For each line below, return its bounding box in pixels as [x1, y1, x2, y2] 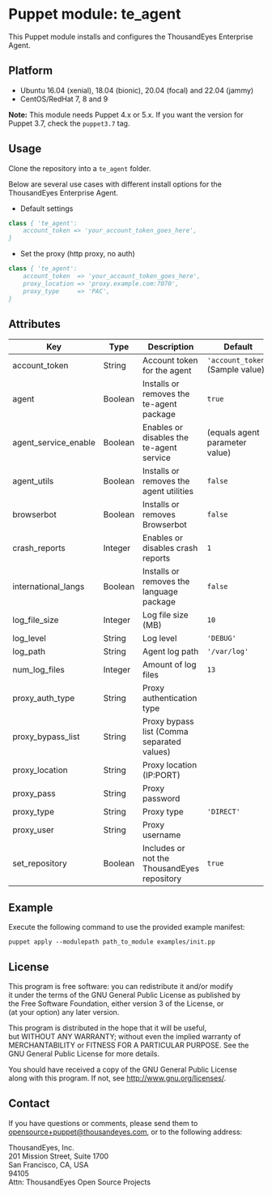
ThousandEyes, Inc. [8, 1142, 74, 1152]
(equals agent [206, 427, 260, 438]
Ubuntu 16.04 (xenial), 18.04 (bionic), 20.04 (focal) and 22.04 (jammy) [19, 85, 254, 95]
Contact [8, 1097, 50, 1111]
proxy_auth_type [12, 693, 75, 704]
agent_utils [12, 475, 54, 487]
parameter [206, 437, 247, 449]
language [142, 586, 178, 597]
